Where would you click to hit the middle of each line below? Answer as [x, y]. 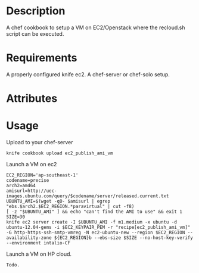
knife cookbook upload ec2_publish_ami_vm [60, 153]
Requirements [42, 58]
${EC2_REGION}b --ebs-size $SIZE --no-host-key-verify [124, 238]
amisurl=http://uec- [32, 191]
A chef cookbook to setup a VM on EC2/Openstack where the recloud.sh [96, 27]
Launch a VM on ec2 [32, 164]
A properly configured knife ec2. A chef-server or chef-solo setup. [88, 74]
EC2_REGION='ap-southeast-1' [42, 175]
